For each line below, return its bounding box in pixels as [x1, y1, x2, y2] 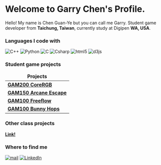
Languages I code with [5, 37, 61, 44]
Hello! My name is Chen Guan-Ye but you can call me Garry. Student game [5, 20, 157, 26]
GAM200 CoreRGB [7, 81, 53, 88]
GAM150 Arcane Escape [7, 89, 67, 96]
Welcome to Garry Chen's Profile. [5, 3, 145, 15]
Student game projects [5, 61, 61, 68]
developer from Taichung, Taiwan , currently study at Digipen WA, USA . [5, 25, 151, 31]
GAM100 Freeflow [7, 97, 52, 104]
